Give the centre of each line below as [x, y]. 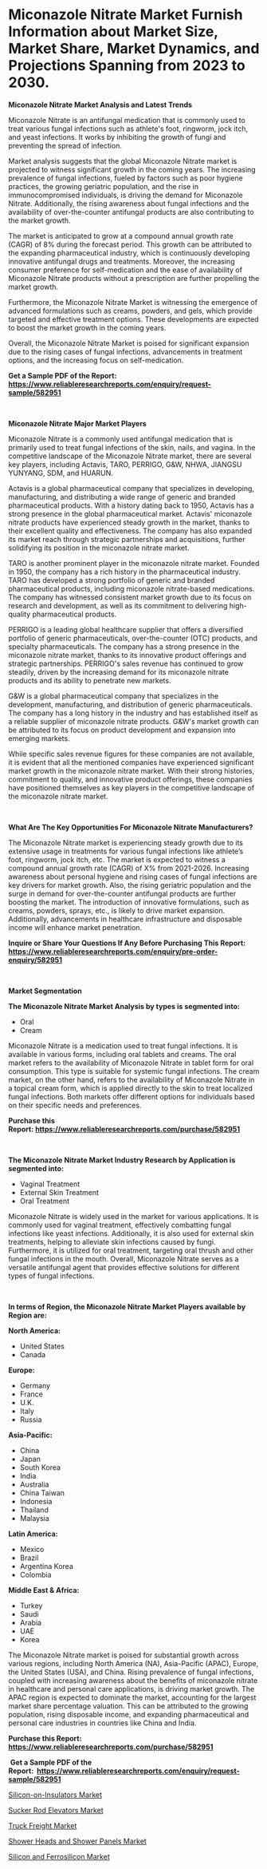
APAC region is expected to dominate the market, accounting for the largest [132, 1697]
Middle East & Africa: [44, 1590]
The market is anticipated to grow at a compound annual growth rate [121, 236]
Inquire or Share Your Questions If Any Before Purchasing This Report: [127, 943]
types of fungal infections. [51, 1276]
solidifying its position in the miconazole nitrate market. [99, 548]
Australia [34, 1484]
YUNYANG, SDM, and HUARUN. [61, 473]
